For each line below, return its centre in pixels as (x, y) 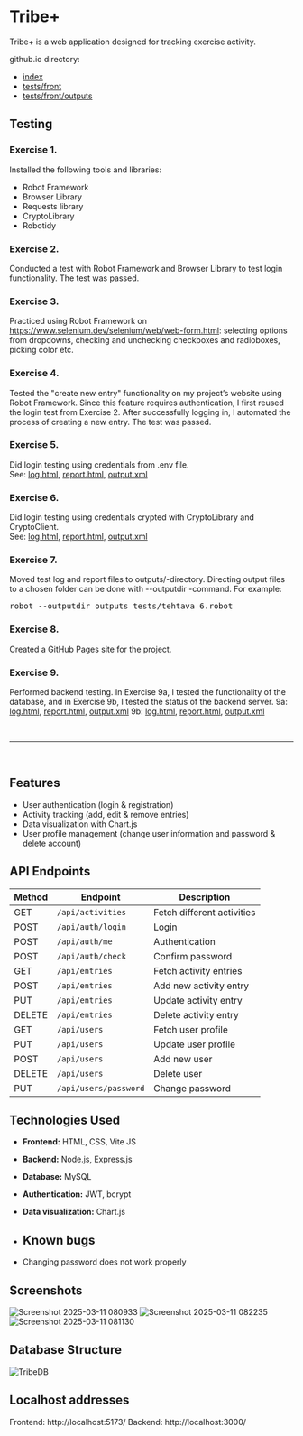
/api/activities (92, 912)
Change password (192, 1088)
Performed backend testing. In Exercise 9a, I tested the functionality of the (148, 692)
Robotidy (39, 225)
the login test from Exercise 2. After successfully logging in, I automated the (150, 412)
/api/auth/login (92, 926)
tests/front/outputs (57, 96)
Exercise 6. (34, 497)
